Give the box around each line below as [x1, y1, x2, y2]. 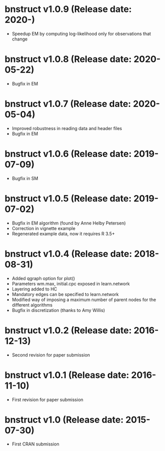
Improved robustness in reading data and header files [11, 125, 123, 131]
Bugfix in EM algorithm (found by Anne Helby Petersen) [11, 220, 126, 226]
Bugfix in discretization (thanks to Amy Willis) [11, 307, 105, 313]
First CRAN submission [11, 441, 59, 447]
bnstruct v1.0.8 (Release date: [4, 53, 132, 65]
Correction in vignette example [11, 225, 76, 231]
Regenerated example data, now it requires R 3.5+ [11, 230, 115, 236]
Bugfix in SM [11, 175, 38, 181]
